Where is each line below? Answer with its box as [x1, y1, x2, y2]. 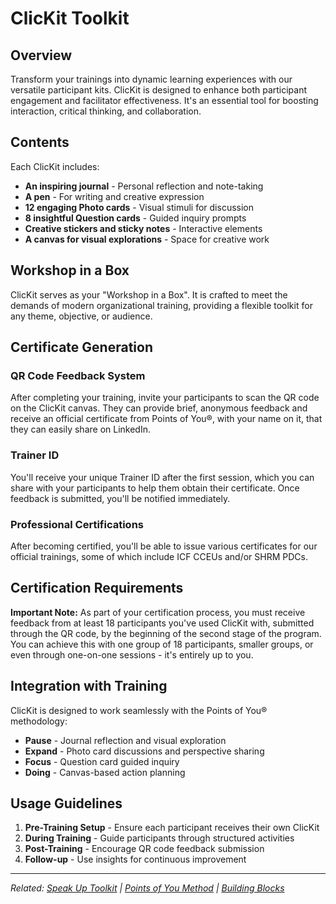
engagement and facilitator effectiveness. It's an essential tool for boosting [10, 95, 319, 106]
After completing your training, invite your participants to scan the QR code [10, 392, 320, 404]
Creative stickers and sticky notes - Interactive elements [24, 222, 263, 234]
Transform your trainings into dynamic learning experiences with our [10, 73, 293, 85]
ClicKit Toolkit [10, 7, 130, 30]
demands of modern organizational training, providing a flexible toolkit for [10, 299, 313, 311]
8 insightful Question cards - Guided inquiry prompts [24, 212, 247, 224]
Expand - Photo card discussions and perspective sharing [24, 745, 265, 757]
